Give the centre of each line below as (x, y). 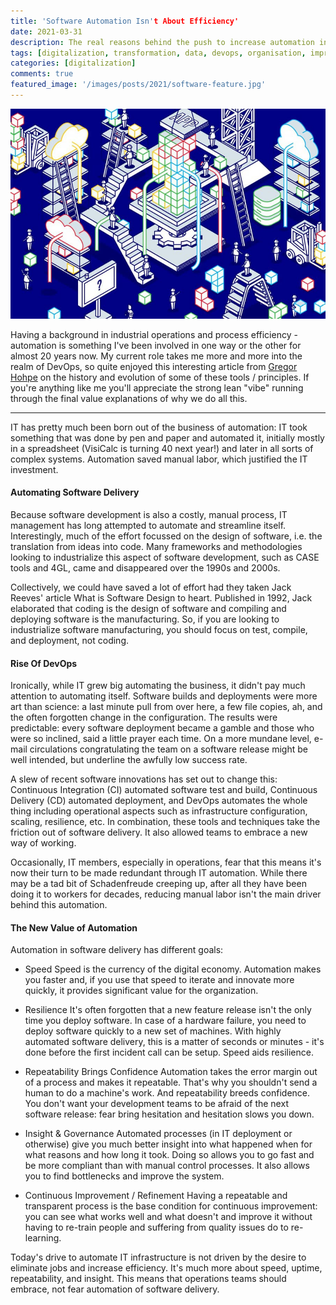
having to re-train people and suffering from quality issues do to (156, 1227)
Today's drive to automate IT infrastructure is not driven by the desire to (158, 1257)
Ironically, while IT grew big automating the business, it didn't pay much (158, 686)
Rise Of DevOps (44, 663)
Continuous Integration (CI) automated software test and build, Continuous (164, 790)
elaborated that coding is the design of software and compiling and (148, 609)
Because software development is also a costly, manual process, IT (149, 515)
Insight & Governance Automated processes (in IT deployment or (158, 1134)
